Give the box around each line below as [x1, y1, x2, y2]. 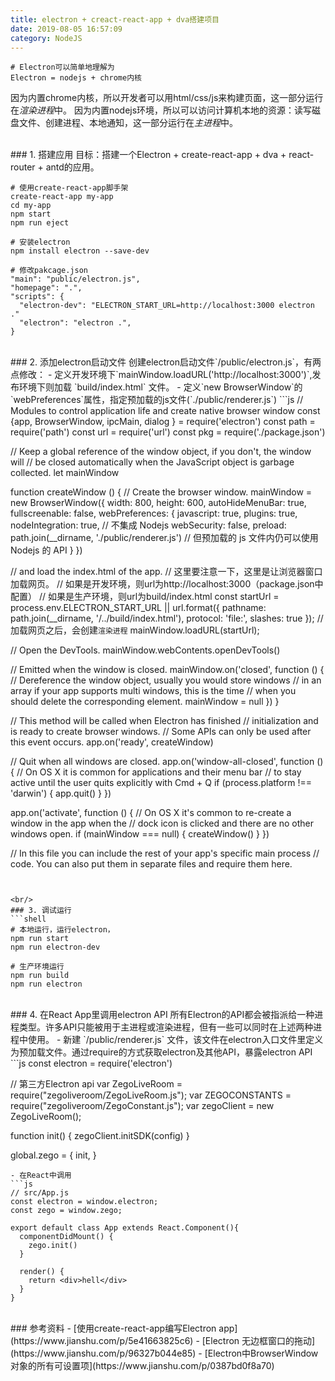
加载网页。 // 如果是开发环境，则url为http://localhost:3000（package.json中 [10, 578, 324, 590]
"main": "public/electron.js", [10, 274, 141, 285]
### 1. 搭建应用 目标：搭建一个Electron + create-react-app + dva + [10, 149, 287, 161]
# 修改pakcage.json [10, 266, 89, 276]
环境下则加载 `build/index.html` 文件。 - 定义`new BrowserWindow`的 [18, 381, 303, 393]
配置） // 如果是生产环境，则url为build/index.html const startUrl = [10, 591, 280, 603]
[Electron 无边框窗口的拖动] [201, 1335, 316, 1347]
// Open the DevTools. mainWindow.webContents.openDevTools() [10, 644, 281, 656]
